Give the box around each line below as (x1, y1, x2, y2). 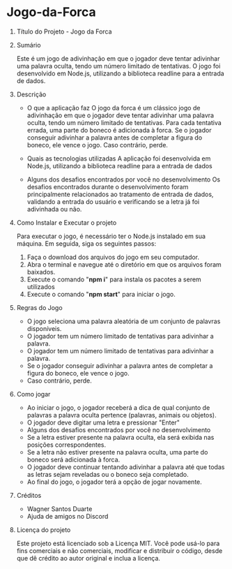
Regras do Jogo (16, 303, 63, 311)
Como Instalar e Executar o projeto (16, 218, 117, 227)
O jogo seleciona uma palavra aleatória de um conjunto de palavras (26, 317, 221, 325)
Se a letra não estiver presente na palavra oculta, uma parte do (26, 448, 208, 456)
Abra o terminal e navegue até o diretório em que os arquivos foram (26, 260, 222, 269)
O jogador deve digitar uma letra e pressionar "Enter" (26, 418, 180, 427)
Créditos (16, 491, 42, 499)
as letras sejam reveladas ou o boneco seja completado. (26, 470, 189, 478)
